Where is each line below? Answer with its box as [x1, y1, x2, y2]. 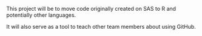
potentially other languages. [6, 11, 76, 19]
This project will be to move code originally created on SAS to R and [6, 5, 177, 12]
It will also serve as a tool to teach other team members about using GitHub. [6, 23, 196, 30]
